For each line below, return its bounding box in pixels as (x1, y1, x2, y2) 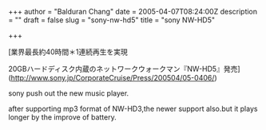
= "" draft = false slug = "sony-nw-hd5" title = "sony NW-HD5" (8, 15, 216, 25)
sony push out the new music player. (8, 89, 129, 98)
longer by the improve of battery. (8, 112, 117, 122)
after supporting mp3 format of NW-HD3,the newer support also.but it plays (8, 104, 258, 113)
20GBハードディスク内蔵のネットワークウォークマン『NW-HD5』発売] (8, 64, 240, 73)
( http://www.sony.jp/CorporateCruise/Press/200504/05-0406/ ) (8, 73, 217, 82)
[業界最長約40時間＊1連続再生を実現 (8, 47, 128, 57)
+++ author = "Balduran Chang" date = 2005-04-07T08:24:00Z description (8, 7, 258, 16)
